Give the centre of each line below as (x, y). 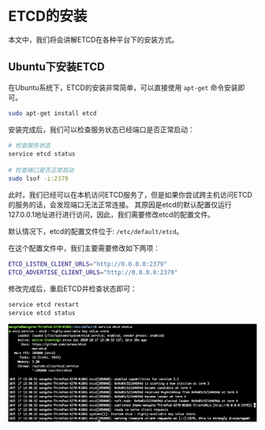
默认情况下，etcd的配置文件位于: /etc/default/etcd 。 (96, 231)
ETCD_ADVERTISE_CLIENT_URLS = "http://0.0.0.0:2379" (93, 272)
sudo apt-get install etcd (52, 113)
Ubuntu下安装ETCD (56, 67)
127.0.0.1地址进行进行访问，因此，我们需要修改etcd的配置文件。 (112, 215)
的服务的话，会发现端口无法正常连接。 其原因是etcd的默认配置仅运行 (120, 205)
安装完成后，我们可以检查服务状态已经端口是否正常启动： (101, 129)
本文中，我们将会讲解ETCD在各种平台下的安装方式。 (93, 40)
